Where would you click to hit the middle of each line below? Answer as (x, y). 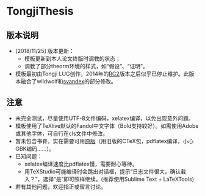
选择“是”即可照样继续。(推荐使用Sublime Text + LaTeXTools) (118, 179)
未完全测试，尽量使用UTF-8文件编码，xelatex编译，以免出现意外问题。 (104, 118)
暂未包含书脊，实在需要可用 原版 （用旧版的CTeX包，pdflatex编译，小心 (104, 141)
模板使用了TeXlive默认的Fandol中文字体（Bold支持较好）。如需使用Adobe (107, 125)
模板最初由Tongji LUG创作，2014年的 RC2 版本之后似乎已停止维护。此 (102, 74)
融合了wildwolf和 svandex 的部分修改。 (69, 81)
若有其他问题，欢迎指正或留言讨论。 (61, 186)
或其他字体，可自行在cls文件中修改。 (62, 133)
